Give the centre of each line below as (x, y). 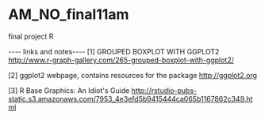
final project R (31, 36)
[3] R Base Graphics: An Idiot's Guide (69, 90)
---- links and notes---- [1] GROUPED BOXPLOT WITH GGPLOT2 (114, 51)
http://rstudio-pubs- (164, 90)
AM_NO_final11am (69, 15)
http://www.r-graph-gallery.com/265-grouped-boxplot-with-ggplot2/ (121, 60)
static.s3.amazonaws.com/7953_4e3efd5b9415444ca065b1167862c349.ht (131, 99)
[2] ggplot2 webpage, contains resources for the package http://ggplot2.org (133, 75)
